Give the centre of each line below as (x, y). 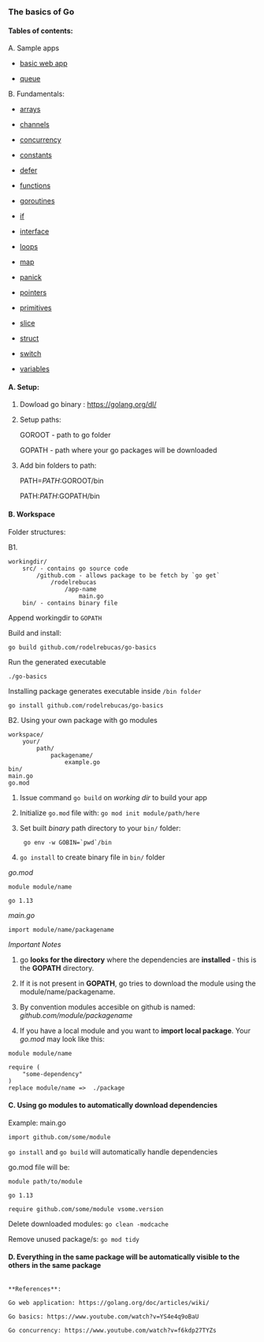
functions (35, 186)
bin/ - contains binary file (70, 603)
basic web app (43, 63)
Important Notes (35, 944)
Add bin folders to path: (58, 466)
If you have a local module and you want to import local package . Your (135, 1031)
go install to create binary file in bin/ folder (92, 857)
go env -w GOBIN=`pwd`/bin (67, 842)
